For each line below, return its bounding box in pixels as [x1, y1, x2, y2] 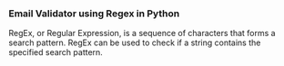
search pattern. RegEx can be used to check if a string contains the [8, 37, 261, 48]
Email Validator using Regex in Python [8, 7, 180, 20]
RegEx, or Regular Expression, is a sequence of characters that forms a [8, 28, 276, 39]
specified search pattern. [8, 47, 104, 58]
